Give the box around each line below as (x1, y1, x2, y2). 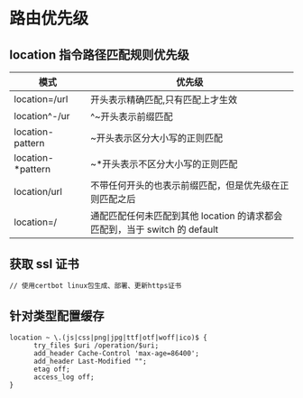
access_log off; (32, 372, 95, 382)
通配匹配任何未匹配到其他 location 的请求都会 (89, 209, 283, 222)
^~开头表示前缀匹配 (89, 110, 173, 123)
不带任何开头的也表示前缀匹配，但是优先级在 (89, 180, 280, 191)
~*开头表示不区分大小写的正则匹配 (89, 158, 238, 170)
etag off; (32, 365, 70, 374)
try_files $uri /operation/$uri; (32, 340, 160, 350)
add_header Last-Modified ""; (32, 356, 147, 366)
